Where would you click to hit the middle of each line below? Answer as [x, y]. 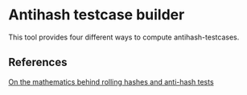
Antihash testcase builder [97, 15]
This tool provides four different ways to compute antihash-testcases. [124, 37]
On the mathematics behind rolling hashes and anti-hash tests [111, 81]
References [38, 62]
